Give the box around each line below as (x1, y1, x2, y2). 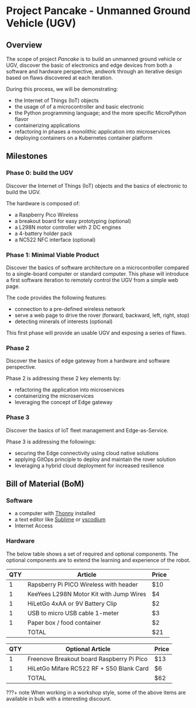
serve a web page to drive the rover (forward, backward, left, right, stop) (14, 311, 190, 319)
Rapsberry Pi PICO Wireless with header (27, 580, 139, 588)
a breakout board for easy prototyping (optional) (14, 217, 132, 224)
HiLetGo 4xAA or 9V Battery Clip (27, 599, 117, 608)
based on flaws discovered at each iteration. (6, 74, 113, 81)
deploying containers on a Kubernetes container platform (14, 134, 153, 141)
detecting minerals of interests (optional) (14, 318, 113, 325)
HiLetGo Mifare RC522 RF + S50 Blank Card (27, 664, 149, 672)
